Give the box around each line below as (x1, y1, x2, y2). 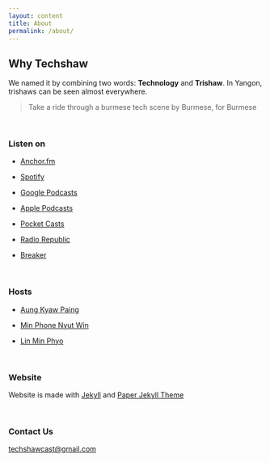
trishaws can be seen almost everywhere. (8, 86, 148, 97)
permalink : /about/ (8, 27, 74, 35)
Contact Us (8, 426, 54, 437)
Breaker (19, 250, 47, 260)
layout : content (8, 11, 63, 20)
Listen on (8, 138, 46, 149)
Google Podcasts (19, 187, 78, 198)
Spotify (19, 172, 44, 182)
